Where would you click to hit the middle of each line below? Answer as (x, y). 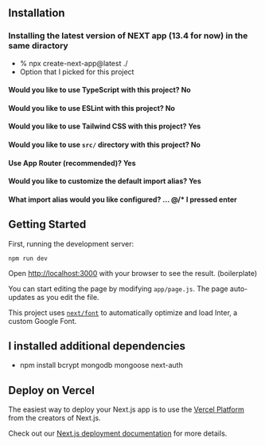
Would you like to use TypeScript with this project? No (99, 90)
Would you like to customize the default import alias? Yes (105, 181)
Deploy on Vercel (52, 390)
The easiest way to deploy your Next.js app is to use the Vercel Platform (127, 409)
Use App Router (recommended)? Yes (72, 163)
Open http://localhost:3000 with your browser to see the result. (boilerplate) (133, 273)
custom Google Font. (43, 321)
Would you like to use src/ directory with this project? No (105, 145)
